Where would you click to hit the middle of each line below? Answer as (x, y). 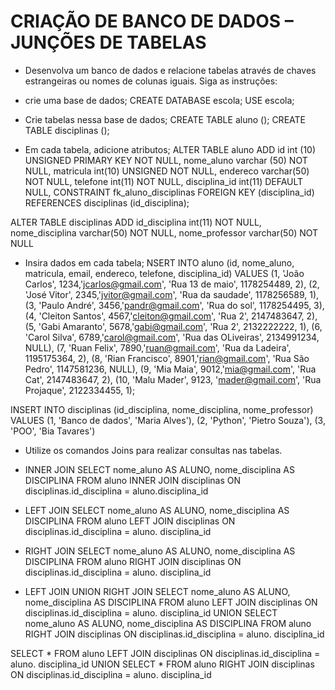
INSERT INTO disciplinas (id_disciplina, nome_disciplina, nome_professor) (162, 409)
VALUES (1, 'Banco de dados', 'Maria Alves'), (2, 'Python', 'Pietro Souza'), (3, (168, 420)
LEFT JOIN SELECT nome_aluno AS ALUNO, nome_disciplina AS (157, 510)
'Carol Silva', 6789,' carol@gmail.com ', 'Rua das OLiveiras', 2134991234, (172, 337)
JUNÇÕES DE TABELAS (108, 42)
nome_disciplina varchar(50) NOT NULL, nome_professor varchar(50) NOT (164, 232)
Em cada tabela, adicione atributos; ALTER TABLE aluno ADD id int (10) (170, 149)
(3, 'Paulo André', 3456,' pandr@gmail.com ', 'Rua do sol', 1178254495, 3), (174, 305)
